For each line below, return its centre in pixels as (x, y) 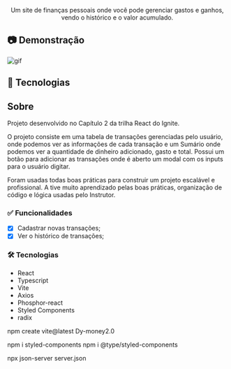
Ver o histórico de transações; (61, 236)
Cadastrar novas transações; (59, 228)
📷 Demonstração (46, 40)
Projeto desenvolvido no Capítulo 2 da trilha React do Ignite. (94, 123)
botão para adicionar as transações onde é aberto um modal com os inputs (115, 159)
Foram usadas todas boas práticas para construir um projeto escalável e (111, 180)
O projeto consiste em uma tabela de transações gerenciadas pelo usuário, (115, 137)
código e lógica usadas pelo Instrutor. (61, 195)
